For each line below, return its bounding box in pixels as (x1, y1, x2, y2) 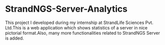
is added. (5, 35, 24, 41)
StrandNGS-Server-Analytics (5, 3, 128, 15)
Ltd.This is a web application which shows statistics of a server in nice (5, 24, 148, 30)
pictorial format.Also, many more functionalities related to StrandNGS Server (5, 30, 160, 36)
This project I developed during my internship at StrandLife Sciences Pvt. (5, 20, 154, 25)
